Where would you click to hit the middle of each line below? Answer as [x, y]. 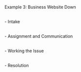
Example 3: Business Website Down [40, 7]
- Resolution [17, 65]
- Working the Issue [24, 51]
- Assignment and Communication [39, 36]
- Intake [12, 22]
